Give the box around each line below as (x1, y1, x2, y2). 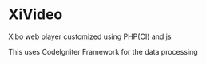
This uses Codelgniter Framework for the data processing (8, 47, 198, 56)
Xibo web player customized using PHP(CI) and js (8, 32, 172, 41)
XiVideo (8, 6, 63, 24)
